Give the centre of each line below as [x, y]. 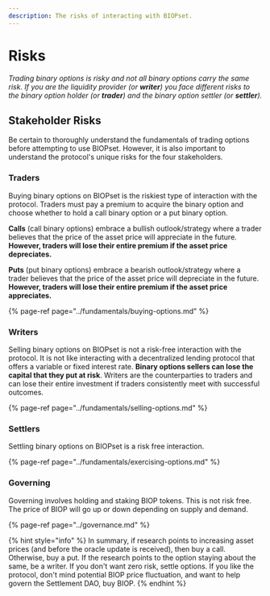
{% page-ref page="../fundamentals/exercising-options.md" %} [114, 462]
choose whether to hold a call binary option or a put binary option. [118, 213]
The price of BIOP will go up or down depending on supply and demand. [128, 509]
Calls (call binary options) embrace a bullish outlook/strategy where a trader [135, 228]
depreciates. [30, 254]
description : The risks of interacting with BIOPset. [101, 16]
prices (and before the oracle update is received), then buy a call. [117, 548]
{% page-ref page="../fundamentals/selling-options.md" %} [108, 407]
